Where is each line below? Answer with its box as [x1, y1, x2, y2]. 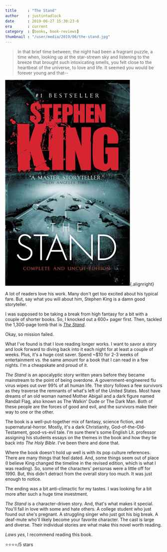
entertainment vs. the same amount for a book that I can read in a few [5, 357, 149, 363]
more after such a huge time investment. [5, 491, 88, 497]
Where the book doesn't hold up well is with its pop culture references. [5, 450, 151, 455]
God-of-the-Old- [111, 424, 146, 430]
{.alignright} [130, 281, 155, 287]
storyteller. [5, 301, 27, 307]
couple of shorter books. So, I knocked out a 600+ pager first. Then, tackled [5, 316, 162, 322]
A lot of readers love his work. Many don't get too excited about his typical [5, 291, 159, 296]
